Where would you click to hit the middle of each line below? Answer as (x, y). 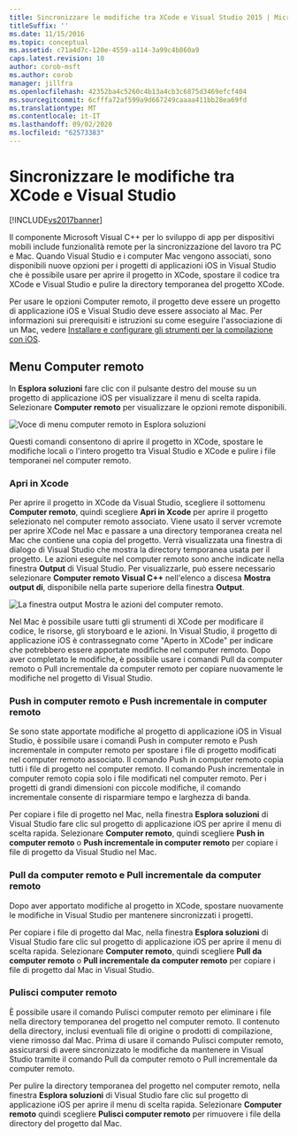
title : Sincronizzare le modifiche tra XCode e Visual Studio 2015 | (140, 17)
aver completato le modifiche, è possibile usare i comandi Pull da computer (146, 659)
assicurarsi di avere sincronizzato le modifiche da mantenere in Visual (136, 1049)
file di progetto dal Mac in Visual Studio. (82, 970)
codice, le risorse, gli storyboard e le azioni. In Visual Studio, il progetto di (143, 631)
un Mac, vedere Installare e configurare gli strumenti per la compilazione (141, 330)
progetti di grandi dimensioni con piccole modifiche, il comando (125, 788)
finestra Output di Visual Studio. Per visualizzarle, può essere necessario (142, 568)
